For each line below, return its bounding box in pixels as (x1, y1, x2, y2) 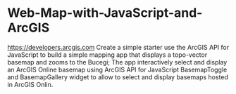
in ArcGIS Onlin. (7, 80, 54, 88)
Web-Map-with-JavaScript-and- (7, 5, 203, 21)
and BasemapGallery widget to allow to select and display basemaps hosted (7, 72, 229, 81)
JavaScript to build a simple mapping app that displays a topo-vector (7, 51, 208, 59)
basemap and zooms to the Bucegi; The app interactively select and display (7, 58, 228, 66)
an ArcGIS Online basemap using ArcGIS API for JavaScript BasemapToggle (7, 65, 228, 74)
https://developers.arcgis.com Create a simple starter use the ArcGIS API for (7, 43, 230, 51)
